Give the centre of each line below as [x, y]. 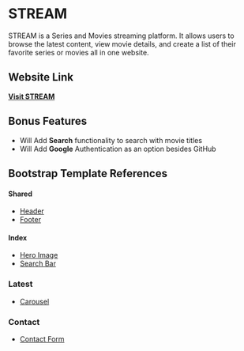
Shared [21, 194]
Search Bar [38, 264]
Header [32, 211]
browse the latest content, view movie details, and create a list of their [122, 43]
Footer [30, 220]
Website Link [41, 77]
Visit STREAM [32, 96]
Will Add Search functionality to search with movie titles [111, 140]
